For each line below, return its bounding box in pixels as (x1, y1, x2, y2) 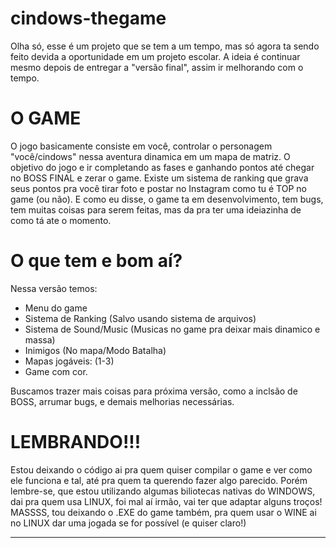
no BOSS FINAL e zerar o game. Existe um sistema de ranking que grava (10, 172, 309, 184)
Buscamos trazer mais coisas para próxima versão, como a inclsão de (10, 385, 298, 397)
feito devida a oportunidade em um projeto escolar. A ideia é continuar (10, 50, 301, 62)
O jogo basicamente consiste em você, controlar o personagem (10, 140, 273, 152)
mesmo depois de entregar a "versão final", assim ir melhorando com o (10, 61, 304, 73)
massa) (24, 333, 56, 346)
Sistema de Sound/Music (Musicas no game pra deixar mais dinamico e (24, 323, 321, 335)
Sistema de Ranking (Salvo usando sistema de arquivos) (24, 312, 257, 324)
